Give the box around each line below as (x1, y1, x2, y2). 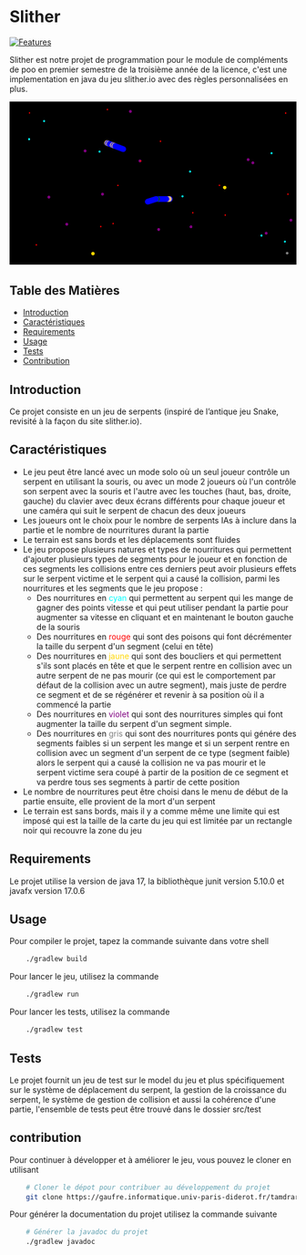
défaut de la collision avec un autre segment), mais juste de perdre (36, 679, 287, 690)
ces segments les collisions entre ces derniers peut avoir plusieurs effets (22, 563, 297, 574)
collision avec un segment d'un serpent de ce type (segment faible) (36, 747, 291, 758)
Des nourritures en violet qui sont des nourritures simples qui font (36, 709, 284, 720)
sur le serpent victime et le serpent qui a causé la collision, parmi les (22, 573, 280, 584)
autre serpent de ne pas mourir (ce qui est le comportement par (36, 669, 276, 680)
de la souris (36, 621, 80, 632)
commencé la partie (36, 699, 112, 710)
